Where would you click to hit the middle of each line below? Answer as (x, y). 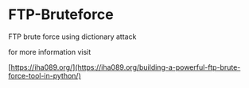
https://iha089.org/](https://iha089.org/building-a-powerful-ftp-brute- (126, 67)
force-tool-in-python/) (45, 75)
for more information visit (50, 52)
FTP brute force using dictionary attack (72, 36)
